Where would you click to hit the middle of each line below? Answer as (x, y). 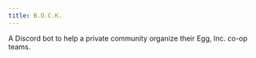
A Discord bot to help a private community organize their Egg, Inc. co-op (128, 38)
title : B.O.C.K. (35, 15)
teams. (20, 46)
